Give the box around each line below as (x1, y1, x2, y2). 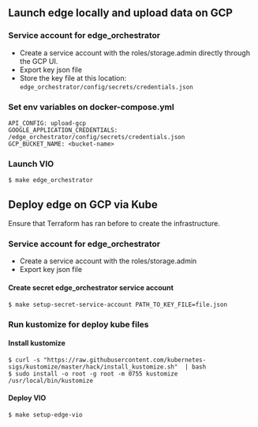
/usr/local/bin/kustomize (8, 376, 93, 384)
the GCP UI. (19, 56, 58, 66)
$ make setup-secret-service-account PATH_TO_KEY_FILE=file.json (8, 300, 227, 308)
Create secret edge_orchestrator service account (8, 282, 174, 292)
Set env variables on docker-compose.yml (8, 101, 175, 112)
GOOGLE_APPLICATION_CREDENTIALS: (8, 126, 118, 134)
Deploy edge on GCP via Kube (8, 198, 158, 211)
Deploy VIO (8, 393, 47, 402)
